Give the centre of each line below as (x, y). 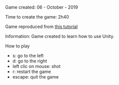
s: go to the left (28, 55)
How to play (17, 46)
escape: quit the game (35, 77)
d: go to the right (30, 61)
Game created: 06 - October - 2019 (42, 7)
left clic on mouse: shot (36, 66)
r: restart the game (31, 71)
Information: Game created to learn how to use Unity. (60, 36)
